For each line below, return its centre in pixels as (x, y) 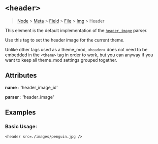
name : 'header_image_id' (32, 87)
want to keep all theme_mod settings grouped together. (61, 60)
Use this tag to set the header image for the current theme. (65, 40)
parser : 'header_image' (30, 97)
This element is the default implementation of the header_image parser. (76, 30)
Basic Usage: (21, 127)
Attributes (21, 76)
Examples (20, 113)
